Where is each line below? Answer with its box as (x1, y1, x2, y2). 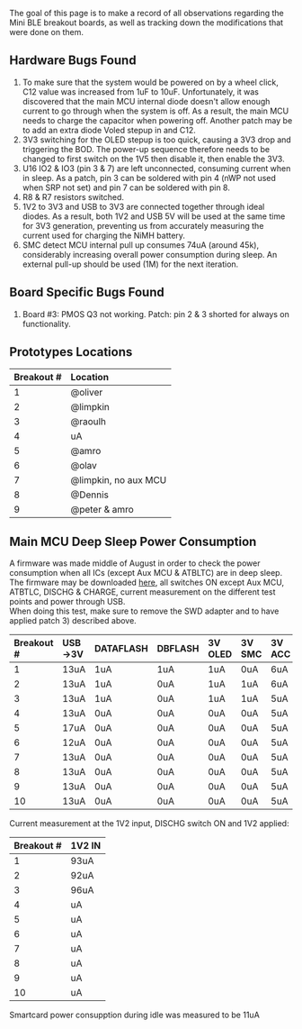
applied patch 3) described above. (9, 615, 137, 626)
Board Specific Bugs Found (9, 285, 164, 300)
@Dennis (70, 488, 110, 501)
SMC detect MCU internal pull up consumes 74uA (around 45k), (22, 239, 259, 250)
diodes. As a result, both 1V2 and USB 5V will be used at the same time (22, 211, 286, 222)
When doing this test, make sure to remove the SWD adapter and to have (9, 606, 280, 616)
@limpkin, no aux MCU (70, 474, 167, 487)
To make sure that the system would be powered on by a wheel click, (22, 77, 279, 87)
